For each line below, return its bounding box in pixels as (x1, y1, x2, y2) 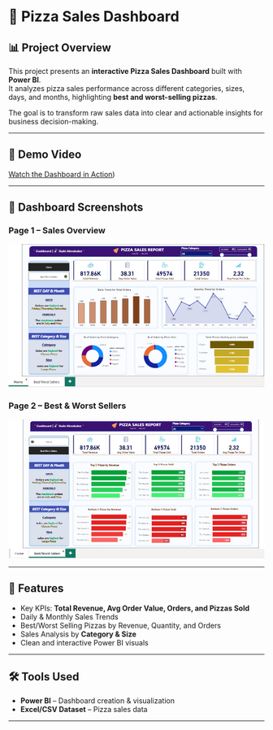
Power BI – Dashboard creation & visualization (19, 695, 175, 706)
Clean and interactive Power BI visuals (19, 637, 149, 647)
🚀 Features (8, 581, 64, 596)
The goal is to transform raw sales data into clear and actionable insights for (8, 108, 263, 117)
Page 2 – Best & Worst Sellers (8, 400, 127, 411)
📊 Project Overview (8, 41, 111, 54)
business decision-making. (8, 117, 99, 126)
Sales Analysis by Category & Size (19, 629, 136, 639)
